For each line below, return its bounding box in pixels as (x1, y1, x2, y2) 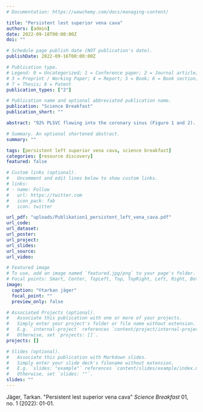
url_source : (6, 248, 36, 254)
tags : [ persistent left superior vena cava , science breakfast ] (6, 147, 172, 153)
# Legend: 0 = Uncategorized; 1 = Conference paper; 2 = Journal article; (6, 70, 199, 76)
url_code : (6, 220, 31, 226)
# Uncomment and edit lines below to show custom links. (6, 175, 158, 182)
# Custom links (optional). (6, 170, 77, 176)
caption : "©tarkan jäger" (11, 287, 77, 293)
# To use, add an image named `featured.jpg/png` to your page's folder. (6, 270, 196, 276)
